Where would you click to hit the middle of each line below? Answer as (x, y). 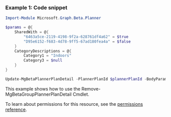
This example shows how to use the (43, 89)
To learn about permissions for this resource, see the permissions (74, 104)
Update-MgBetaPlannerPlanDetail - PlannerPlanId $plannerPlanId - (76, 79)
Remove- (91, 89)
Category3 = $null (43, 61)
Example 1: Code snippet (36, 8)
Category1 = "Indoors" (48, 56)
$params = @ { (19, 27)
